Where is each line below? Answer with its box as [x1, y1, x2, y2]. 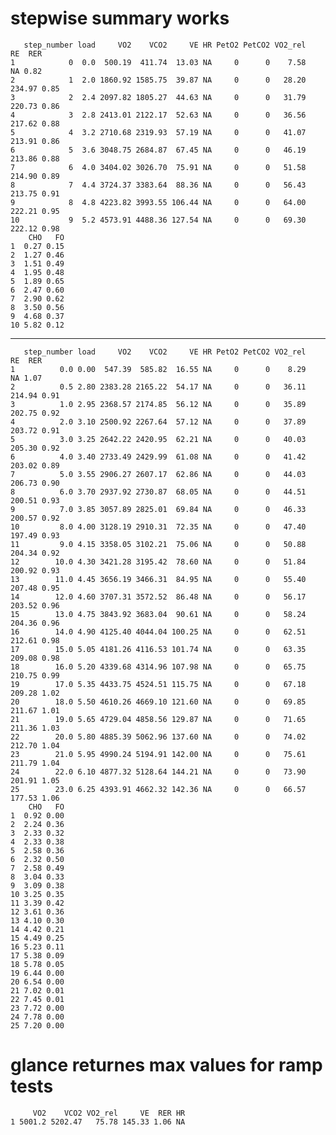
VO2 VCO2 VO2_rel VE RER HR [32, 1108, 186, 1118]
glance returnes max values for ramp [10, 1054, 323, 1077]
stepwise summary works [10, 7, 230, 30]
